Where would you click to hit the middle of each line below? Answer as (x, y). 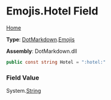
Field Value (23, 78)
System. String (24, 91)
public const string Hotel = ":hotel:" (56, 62)
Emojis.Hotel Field (52, 11)
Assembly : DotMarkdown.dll (42, 51)
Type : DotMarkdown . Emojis (40, 39)
